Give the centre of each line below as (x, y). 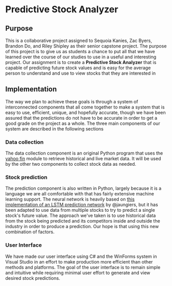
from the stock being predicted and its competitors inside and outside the (83, 221)
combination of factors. (30, 232)
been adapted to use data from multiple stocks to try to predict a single (80, 210)
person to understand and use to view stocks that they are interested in (81, 73)
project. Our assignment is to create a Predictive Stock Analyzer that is (81, 62)
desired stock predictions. (33, 278)
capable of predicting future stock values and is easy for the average (78, 68)
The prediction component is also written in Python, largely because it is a (83, 188)
